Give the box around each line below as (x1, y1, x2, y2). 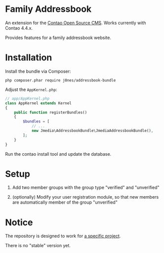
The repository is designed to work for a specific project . (5, 233, 121, 239)
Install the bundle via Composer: (5, 68, 71, 74)
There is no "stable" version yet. (5, 243, 71, 249)
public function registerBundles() (14, 110, 87, 115)
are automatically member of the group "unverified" (12, 199, 118, 206)
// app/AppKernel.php (5, 96, 50, 101)
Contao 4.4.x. (5, 25, 33, 31)
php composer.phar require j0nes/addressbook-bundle (5, 78, 116, 83)
